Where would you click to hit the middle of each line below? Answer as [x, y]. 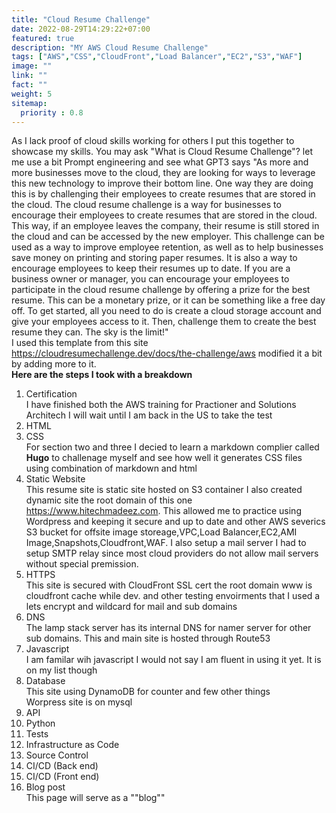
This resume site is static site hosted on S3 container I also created [164, 490]
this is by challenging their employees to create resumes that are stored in [163, 194]
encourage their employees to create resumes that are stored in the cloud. [164, 215]
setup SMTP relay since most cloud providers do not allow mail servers [172, 553]
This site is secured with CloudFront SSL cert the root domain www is [169, 585]
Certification [51, 394]
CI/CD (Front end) [62, 777]
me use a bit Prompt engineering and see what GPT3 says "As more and [160, 162]
